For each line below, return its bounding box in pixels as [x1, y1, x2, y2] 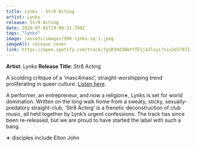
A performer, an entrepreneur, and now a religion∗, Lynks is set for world [6, 91, 183, 98]
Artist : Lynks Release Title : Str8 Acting [6, 63, 101, 70]
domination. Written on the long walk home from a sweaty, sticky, [6, 98, 164, 105]
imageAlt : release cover [6, 42, 67, 47]
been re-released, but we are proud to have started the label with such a [6, 117, 181, 124]
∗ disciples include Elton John [6, 134, 80, 141]
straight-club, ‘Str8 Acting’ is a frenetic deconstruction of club [31, 104, 181, 111]
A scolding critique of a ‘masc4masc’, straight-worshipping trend [6, 74, 163, 81]
